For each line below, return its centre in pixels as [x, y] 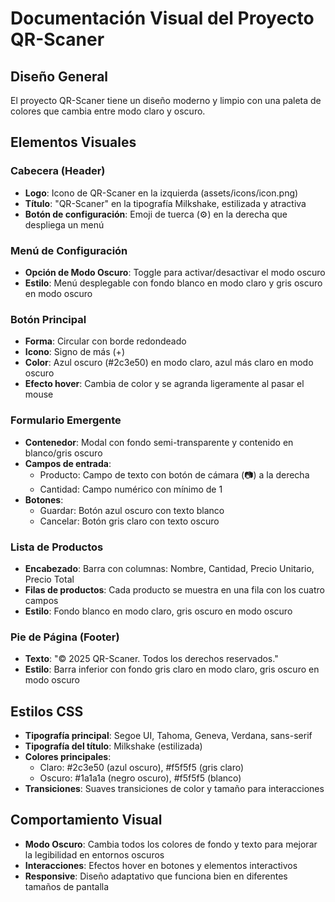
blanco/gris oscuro [63, 453]
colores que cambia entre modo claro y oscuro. [108, 111]
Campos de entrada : [68, 463]
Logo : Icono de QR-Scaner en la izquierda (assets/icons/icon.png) [161, 193]
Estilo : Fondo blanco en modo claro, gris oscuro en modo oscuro [158, 611]
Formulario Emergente [66, 420]
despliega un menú [64, 224]
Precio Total [49, 579]
